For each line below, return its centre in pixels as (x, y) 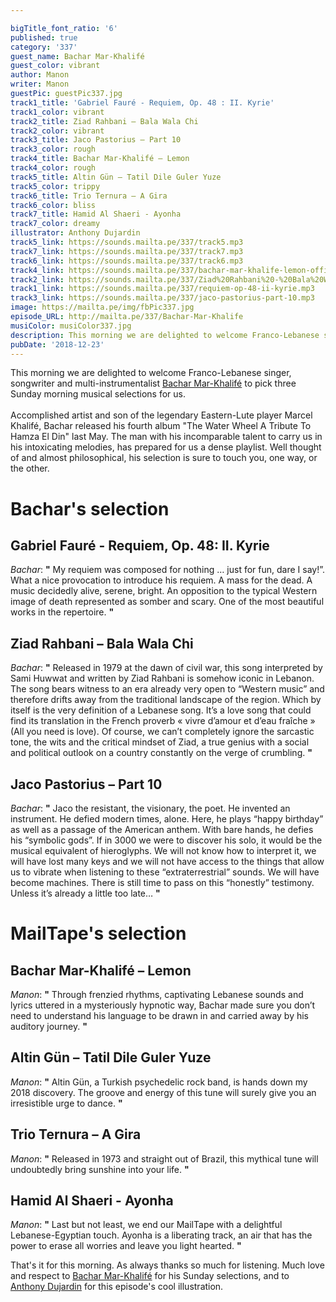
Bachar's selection (90, 508)
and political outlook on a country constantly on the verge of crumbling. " (161, 753)
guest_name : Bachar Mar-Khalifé (77, 56)
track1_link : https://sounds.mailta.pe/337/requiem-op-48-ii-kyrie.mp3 (162, 289)
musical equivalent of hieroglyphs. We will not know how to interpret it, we (163, 850)
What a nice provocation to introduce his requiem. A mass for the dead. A (161, 580)
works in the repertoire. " (62, 612)
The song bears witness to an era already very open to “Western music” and (167, 689)
